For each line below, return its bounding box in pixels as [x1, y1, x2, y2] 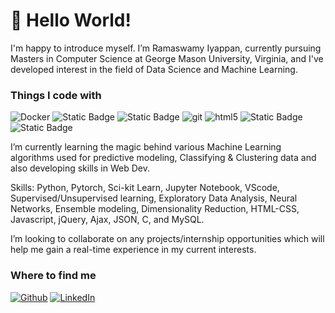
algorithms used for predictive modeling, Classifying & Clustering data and [10, 152, 317, 164]
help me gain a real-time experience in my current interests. [10, 244, 257, 256]
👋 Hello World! [10, 9, 132, 32]
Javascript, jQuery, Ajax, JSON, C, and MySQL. [10, 214, 205, 226]
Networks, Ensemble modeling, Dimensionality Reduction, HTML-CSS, [10, 203, 300, 215]
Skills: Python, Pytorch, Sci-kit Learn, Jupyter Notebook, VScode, [10, 182, 280, 194]
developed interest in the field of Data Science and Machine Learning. [10, 63, 298, 75]
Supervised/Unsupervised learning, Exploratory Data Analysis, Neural [10, 192, 298, 204]
